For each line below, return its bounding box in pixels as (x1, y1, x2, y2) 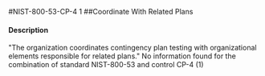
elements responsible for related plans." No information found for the (8, 51, 237, 61)
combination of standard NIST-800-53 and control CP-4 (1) (8, 60, 204, 70)
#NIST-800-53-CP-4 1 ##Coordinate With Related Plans (8, 7, 194, 16)
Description (8, 25, 49, 34)
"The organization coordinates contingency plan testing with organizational (8, 43, 257, 53)
